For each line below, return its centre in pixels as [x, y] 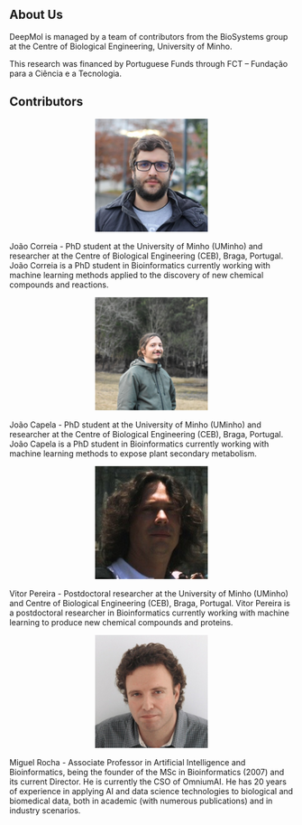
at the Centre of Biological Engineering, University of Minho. [121, 46]
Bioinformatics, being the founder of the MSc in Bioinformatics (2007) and [147, 772]
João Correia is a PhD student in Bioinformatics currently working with [140, 265]
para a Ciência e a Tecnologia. [66, 73]
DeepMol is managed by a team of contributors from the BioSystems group [149, 36]
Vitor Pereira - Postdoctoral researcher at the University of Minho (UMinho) [149, 593]
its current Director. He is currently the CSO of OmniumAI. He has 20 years [148, 782]
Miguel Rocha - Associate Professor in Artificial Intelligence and [128, 762]
